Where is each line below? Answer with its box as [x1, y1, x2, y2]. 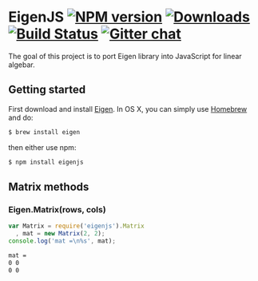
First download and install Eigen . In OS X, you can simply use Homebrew [8, 104, 248, 113]
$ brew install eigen [8, 128, 81, 136]
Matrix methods [8, 180, 89, 193]
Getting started [8, 83, 86, 97]
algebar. [8, 60, 35, 69]
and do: [8, 113, 34, 122]
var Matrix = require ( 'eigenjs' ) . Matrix [8, 222, 145, 231]
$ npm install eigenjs [8, 158, 84, 166]
